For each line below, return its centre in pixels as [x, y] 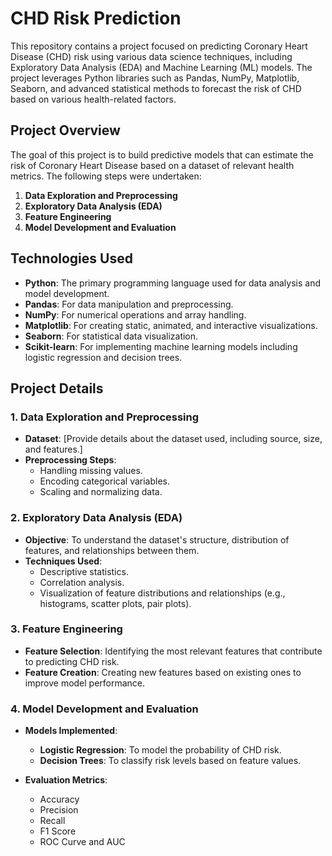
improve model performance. [85, 683]
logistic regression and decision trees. [103, 357]
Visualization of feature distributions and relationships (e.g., [162, 593]
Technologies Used [71, 258]
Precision [59, 810]
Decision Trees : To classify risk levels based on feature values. [170, 761]
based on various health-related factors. [93, 99]
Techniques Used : [63, 561]
